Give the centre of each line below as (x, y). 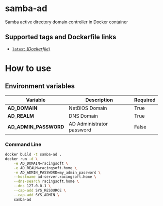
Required (145, 100)
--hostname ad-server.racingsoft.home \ (55, 177)
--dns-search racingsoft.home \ (46, 182)
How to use (28, 68)
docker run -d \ (21, 159)
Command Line (23, 144)
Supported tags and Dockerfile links (61, 37)
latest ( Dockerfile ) (31, 48)
